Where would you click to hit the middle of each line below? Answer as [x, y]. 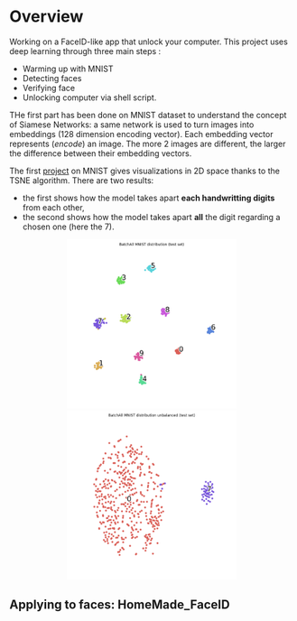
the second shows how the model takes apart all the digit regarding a [151, 217]
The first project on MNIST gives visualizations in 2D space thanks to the [144, 171]
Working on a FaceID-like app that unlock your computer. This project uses [149, 42]
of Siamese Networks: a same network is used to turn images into [132, 125]
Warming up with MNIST [68, 69]
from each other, [53, 207]
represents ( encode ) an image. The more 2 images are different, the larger [148, 144]
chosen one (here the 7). [68, 227]
